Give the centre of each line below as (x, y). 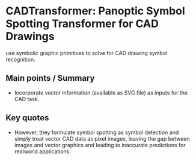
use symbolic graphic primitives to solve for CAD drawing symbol (87, 53)
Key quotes (27, 118)
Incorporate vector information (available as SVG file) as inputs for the (101, 92)
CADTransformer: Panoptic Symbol (96, 11)
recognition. (20, 59)
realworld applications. (43, 151)
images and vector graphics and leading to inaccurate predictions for (100, 145)
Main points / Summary (50, 78)
